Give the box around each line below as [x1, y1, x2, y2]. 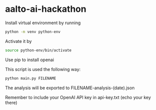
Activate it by [5, 38, 32, 44]
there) [5, 100, 18, 106]
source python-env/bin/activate [5, 48, 72, 53]
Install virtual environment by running [5, 20, 81, 26]
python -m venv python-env [5, 29, 61, 34]
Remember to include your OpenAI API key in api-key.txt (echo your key [5, 94, 152, 100]
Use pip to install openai [5, 57, 54, 63]
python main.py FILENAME [5, 75, 56, 81]
